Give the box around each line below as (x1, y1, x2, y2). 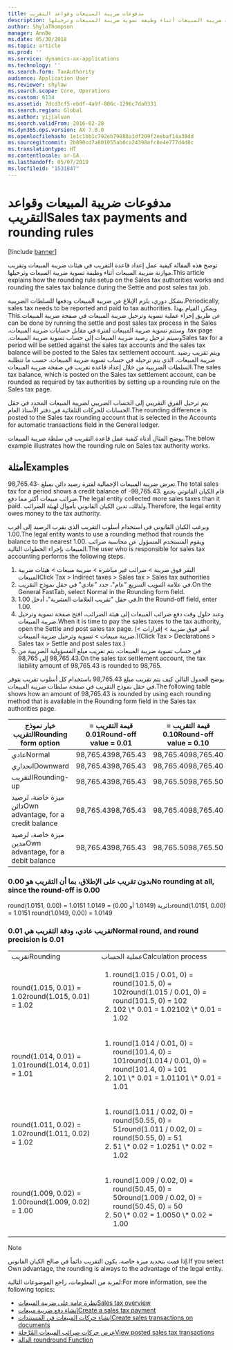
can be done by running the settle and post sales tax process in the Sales (8, 319, 217, 327)
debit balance (11, 856, 56, 866)
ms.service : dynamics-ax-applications (8, 56, 120, 62)
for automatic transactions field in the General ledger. (8, 421, 160, 429)
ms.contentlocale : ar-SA (8, 152, 80, 160)
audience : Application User (8, 74, 89, 82)
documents (17, 1320, 50, 1329)
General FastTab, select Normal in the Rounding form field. (17, 588, 185, 596)
